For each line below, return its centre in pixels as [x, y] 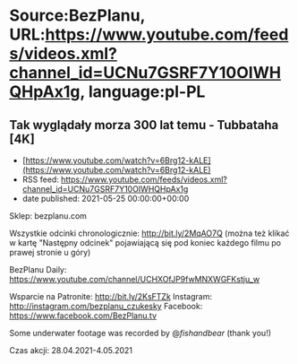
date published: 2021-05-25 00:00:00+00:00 [106, 199]
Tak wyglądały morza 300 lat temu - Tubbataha [144, 125]
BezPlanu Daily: [38, 269]
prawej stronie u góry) [50, 252]
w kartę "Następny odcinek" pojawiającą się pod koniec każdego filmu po [145, 243]
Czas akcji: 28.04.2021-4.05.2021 [71, 350]
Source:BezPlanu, [77, 16]
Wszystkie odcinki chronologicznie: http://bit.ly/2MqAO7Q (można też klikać [149, 233]
